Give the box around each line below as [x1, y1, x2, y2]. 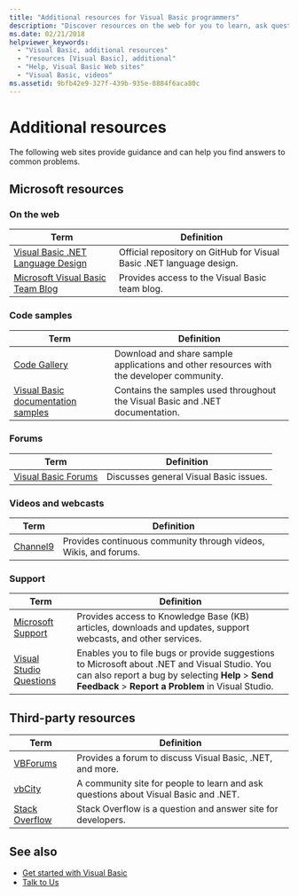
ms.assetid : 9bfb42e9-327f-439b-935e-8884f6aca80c [9, 79, 200, 88]
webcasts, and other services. [76, 633, 202, 645]
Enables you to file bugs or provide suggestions [76, 647, 275, 659]
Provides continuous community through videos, [62, 535, 265, 547]
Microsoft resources [9, 181, 124, 196]
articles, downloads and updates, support [76, 622, 250, 634]
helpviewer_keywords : [9, 37, 90, 47]
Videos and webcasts [9, 497, 105, 509]
